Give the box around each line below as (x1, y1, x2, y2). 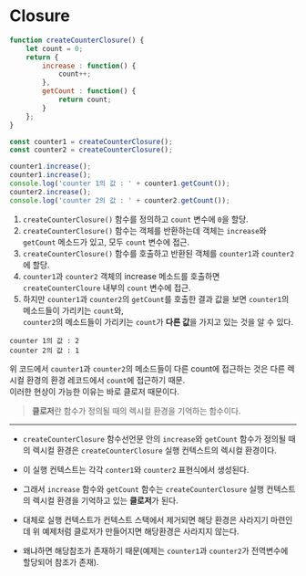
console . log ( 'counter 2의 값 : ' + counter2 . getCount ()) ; (9, 195, 230, 205)
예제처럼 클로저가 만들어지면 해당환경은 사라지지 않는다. (42, 526, 240, 537)
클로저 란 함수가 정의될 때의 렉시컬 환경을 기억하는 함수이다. (31, 405, 241, 416)
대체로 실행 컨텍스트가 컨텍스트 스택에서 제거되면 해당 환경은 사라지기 (22, 514, 269, 525)
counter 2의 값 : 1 (9, 346, 80, 355)
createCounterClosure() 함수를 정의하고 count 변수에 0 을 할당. (22, 214, 249, 225)
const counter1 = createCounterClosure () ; (9, 137, 173, 146)
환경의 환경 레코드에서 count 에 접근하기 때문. (25, 374, 186, 385)
